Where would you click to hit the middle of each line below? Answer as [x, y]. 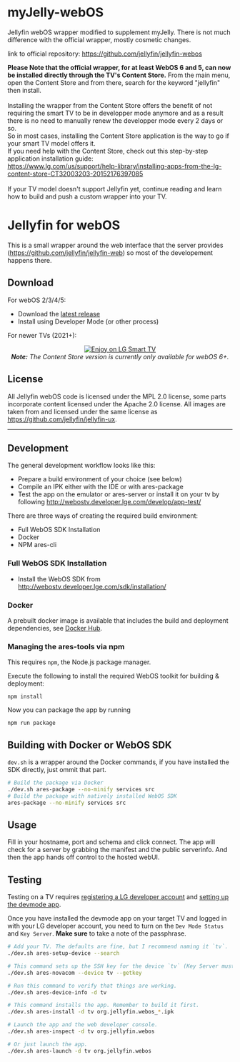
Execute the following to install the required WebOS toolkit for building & [114, 676]
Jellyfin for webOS [64, 225]
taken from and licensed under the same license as [82, 411]
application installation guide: [51, 159]
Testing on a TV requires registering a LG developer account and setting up [118, 897]
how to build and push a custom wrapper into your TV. [87, 196]
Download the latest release [59, 314]
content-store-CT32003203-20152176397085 [75, 174]
